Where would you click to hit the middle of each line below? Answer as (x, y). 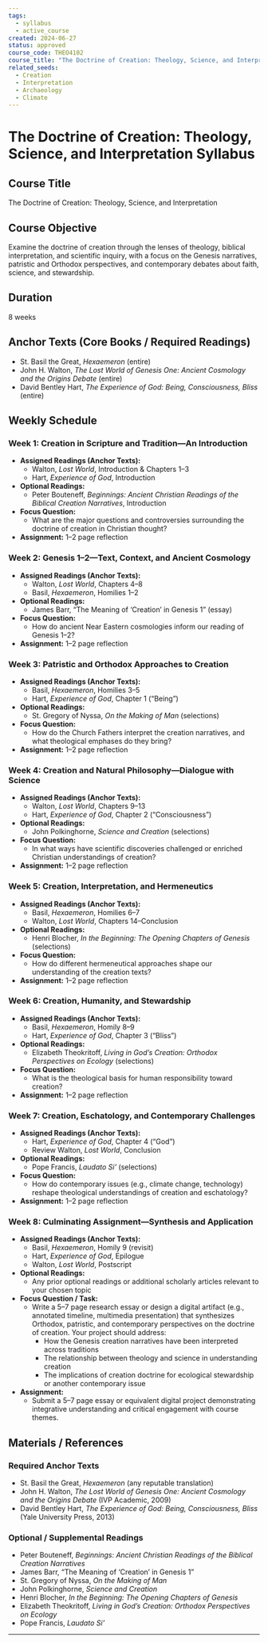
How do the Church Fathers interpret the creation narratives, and (138, 732)
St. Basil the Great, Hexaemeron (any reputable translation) (116, 1483)
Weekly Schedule (53, 421)
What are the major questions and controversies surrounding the (138, 520)
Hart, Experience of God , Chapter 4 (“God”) (103, 1141)
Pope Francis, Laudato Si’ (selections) (95, 1167)
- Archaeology (39, 90)
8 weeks (22, 317)
